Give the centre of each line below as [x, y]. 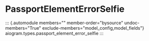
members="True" [23, 28]
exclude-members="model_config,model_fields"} [93, 28]
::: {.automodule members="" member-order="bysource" [64, 23]
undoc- [132, 23]
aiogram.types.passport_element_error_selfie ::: [54, 33]
